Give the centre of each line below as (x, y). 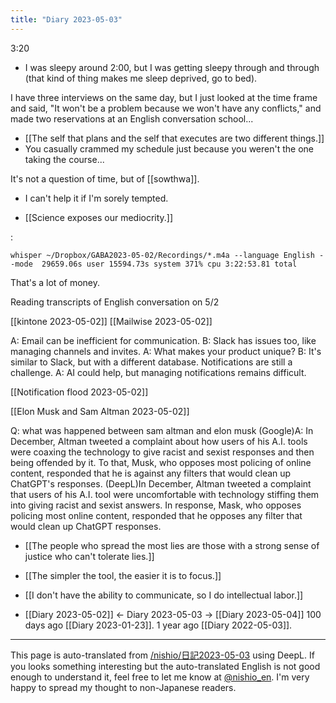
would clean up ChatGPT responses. (86, 526)
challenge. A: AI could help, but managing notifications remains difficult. (158, 372)
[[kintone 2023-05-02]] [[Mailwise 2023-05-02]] (111, 321)
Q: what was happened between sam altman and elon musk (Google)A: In (162, 430)
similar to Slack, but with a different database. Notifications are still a (151, 362)
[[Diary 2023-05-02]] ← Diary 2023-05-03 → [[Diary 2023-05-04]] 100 (173, 614)
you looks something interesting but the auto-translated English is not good (165, 666)
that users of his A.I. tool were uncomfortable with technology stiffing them (165, 494)
